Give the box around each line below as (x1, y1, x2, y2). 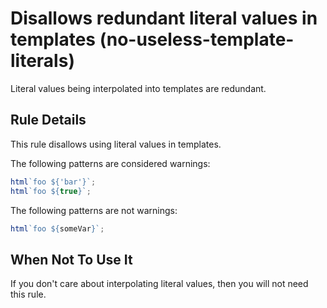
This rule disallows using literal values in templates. (10, 138, 222, 150)
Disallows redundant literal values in (10, 7, 318, 30)
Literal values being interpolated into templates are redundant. (10, 82, 267, 94)
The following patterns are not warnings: (10, 204, 178, 216)
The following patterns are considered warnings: (10, 157, 211, 169)
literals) (10, 50, 75, 72)
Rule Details (10, 112, 87, 129)
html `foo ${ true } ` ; (10, 186, 92, 196)
